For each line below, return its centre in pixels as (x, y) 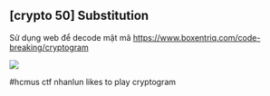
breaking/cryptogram (49, 47)
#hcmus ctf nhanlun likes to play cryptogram (93, 82)
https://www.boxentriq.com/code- (197, 37)
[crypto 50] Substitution (79, 16)
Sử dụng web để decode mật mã (70, 37)
